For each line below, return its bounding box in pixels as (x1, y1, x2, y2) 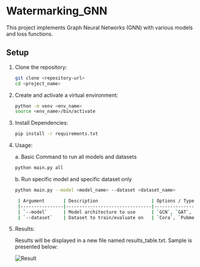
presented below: (14, 243, 59, 250)
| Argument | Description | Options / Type (17, 198, 195, 204)
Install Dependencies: (14, 119, 69, 127)
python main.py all (14, 165, 64, 171)
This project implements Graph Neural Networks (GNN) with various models (6, 24, 193, 31)
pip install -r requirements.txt (14, 131, 99, 137)
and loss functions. (6, 30, 53, 37)
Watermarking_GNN (6, 4, 107, 18)
